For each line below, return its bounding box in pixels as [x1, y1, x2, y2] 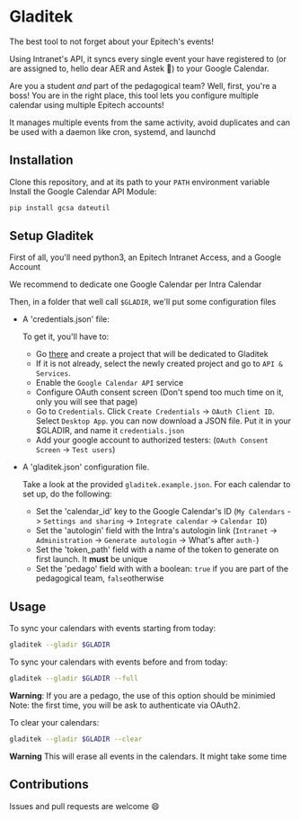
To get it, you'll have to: [22, 331, 110, 343]
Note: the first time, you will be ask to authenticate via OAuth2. [9, 700, 241, 710]
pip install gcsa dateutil [9, 203, 110, 212]
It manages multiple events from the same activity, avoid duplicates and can [9, 117, 290, 128]
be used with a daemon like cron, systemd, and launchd [9, 126, 216, 137]
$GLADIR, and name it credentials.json [35, 425, 185, 436]
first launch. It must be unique [35, 554, 148, 565]
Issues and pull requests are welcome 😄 [9, 800, 160, 811]
